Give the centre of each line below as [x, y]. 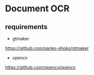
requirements [26, 27]
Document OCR [37, 9]
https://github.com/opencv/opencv [41, 67]
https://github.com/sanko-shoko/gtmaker [47, 48]
